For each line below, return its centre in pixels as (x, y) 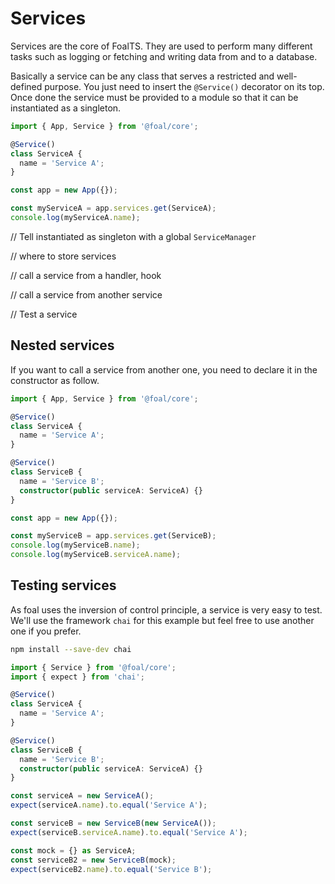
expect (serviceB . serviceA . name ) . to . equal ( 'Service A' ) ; (129, 832)
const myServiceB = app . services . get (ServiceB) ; (113, 536)
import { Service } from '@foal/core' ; (93, 667)
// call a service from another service (86, 294)
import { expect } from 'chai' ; (77, 677)
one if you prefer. (46, 631)
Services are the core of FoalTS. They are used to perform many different (161, 46)
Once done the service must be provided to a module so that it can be (154, 97)
